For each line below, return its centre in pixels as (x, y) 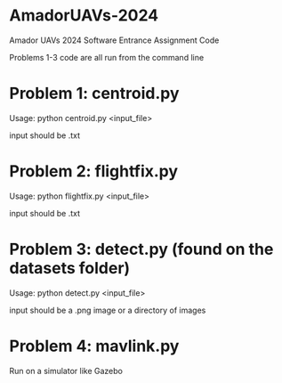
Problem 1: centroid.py (94, 94)
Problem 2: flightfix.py (94, 171)
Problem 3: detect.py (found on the (141, 249)
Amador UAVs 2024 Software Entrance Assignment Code (114, 40)
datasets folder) (70, 268)
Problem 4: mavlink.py (94, 346)
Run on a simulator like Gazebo (66, 371)
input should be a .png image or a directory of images (108, 310)
